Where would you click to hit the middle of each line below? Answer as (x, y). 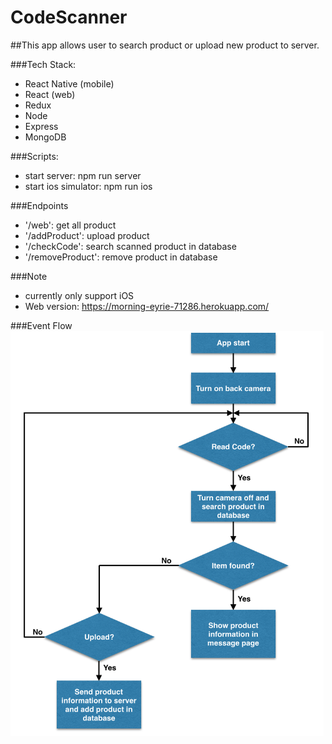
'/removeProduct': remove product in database (121, 257)
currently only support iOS (79, 295)
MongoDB (45, 137)
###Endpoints (39, 205)
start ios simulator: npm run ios (88, 186)
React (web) (50, 94)
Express (41, 126)
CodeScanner (69, 17)
